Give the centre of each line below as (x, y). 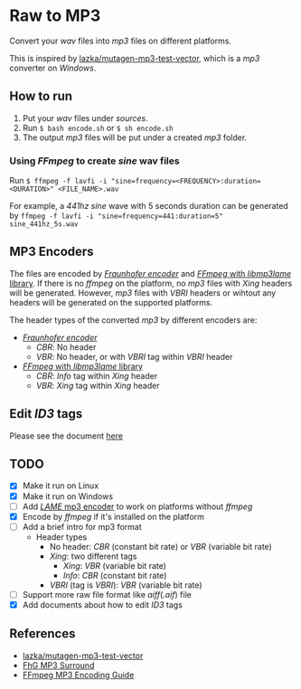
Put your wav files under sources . (85, 118)
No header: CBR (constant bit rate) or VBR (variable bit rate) (161, 546)
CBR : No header (66, 347)
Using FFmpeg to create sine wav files (94, 161)
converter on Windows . (53, 68)
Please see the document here (66, 436)
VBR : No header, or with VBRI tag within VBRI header (134, 356)
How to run (41, 96)
